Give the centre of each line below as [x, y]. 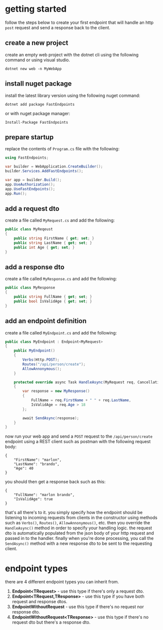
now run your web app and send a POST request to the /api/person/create [79, 436]
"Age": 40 [24, 468]
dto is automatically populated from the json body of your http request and [80, 533]
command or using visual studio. [38, 60]
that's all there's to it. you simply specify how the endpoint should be [74, 513]
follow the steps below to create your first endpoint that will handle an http [79, 22]
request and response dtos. [40, 602]
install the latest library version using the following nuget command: [73, 95]
